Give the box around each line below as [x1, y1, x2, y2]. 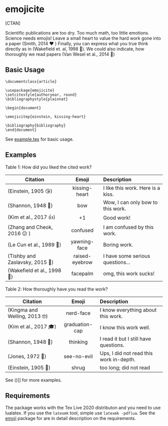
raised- [73, 252, 91, 259]
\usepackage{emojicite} [5, 88, 55, 93]
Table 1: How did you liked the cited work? [5, 164, 92, 170]
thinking [68, 338, 88, 345]
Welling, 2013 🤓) [7, 313, 48, 320]
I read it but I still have [99, 335, 151, 342]
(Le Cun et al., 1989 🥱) [7, 241, 61, 248]
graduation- [63, 321, 93, 328]
